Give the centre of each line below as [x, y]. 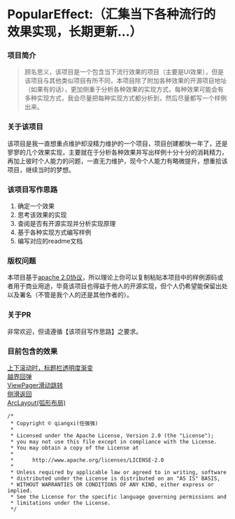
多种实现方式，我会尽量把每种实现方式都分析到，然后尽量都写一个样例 [126, 98]
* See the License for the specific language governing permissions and [119, 497]
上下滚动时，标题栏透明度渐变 [50, 367]
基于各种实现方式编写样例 [54, 232]
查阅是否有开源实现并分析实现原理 [66, 224]
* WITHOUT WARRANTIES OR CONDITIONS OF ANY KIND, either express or [112, 484]
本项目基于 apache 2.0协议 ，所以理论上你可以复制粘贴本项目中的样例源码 [112, 278]
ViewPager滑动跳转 [35, 385]
